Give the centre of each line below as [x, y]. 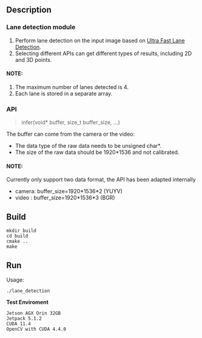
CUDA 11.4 [19, 324]
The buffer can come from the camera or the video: [71, 134]
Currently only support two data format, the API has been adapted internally [101, 180]
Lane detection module [41, 27]
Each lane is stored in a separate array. [64, 93]
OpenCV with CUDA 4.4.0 [36, 330]
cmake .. [17, 242]
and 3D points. [33, 59]
